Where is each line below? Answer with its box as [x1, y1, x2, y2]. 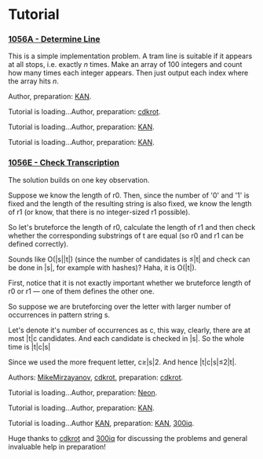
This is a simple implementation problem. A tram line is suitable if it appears [8, 51, 253, 61]
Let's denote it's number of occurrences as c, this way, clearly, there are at [8, 325, 251, 335]
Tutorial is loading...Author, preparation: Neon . [8, 387, 158, 397]
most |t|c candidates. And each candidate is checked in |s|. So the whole [8, 333, 245, 343]
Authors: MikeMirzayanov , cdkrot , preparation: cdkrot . [8, 372, 184, 382]
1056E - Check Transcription [8, 157, 120, 168]
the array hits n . [8, 76, 59, 86]
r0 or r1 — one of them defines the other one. [8, 286, 155, 296]
